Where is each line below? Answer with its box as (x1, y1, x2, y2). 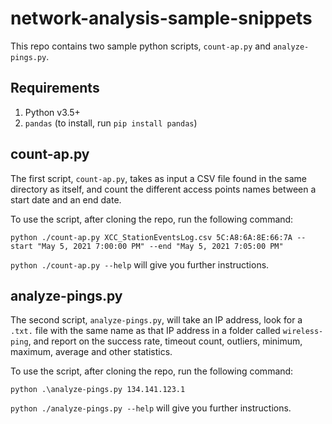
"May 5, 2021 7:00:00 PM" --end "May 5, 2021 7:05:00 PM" (36, 241, 284, 251)
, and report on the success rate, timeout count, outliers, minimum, (28, 335, 303, 347)
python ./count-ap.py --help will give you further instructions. (10, 258, 270, 271)
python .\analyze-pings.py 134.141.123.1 (10, 385, 186, 395)
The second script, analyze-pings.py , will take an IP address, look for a (10, 314, 303, 326)
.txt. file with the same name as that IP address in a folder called (10, 325, 281, 337)
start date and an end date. (10, 193, 122, 206)
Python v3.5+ (24, 106, 81, 118)
